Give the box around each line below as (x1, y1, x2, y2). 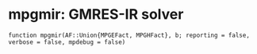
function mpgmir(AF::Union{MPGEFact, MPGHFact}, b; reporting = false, (8, 31, 250, 39)
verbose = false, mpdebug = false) (8, 38, 126, 46)
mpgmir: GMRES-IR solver (8, 5, 184, 23)
